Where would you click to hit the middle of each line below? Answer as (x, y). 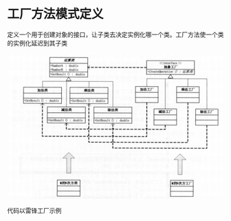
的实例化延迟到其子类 (37, 43)
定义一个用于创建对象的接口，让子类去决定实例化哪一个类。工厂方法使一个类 (115, 34)
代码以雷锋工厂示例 (34, 210)
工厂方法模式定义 (56, 14)
